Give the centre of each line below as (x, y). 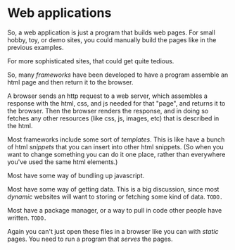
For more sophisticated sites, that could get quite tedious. (91, 61)
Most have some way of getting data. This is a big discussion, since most (113, 189)
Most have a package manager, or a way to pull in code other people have (115, 210)
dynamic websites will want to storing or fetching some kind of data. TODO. (115, 196)
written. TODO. (27, 218)
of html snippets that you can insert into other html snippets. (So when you (115, 146)
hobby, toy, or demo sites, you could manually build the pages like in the (112, 39)
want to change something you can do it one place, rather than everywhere (116, 154)
